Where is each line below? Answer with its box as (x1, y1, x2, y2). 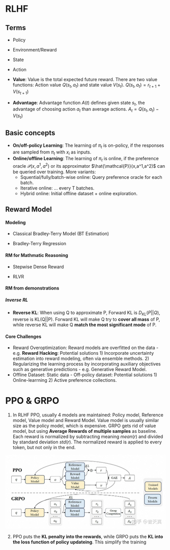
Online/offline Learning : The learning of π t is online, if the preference (12, 155, 159, 163)
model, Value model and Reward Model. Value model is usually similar (12, 417, 159, 424)
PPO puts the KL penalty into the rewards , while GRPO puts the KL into (12, 533, 163, 539)
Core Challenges (5, 333, 42, 339)
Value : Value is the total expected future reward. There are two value (12, 76, 158, 82)
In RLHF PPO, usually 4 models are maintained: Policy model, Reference (12, 412, 164, 418)
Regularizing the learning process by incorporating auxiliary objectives (12, 361, 161, 367)
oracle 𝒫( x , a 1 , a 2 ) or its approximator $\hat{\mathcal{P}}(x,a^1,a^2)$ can (12, 162, 165, 169)
